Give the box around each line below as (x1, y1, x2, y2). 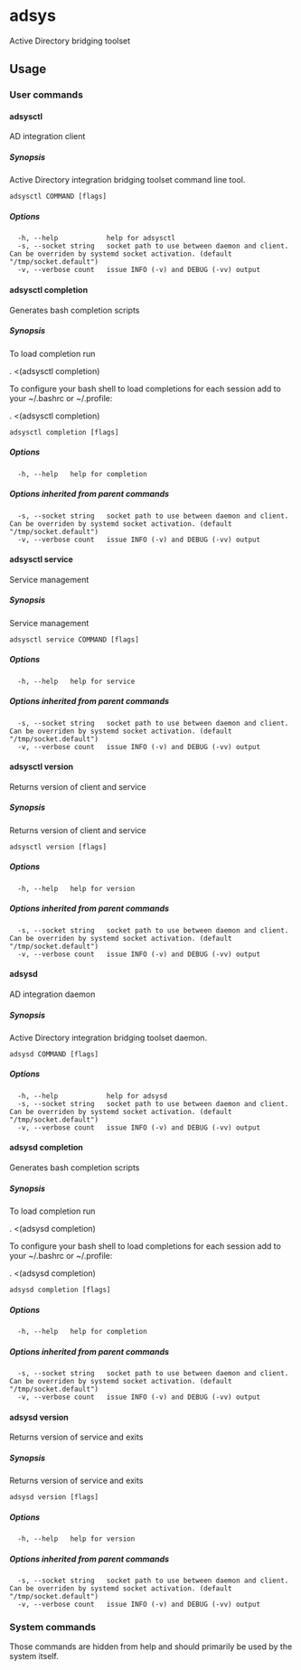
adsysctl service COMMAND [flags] (9, 634, 140, 644)
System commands (9, 1621, 97, 1633)
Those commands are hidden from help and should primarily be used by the (9, 1641, 293, 1652)
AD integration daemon (9, 989, 96, 999)
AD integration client (9, 131, 86, 142)
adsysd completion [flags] (9, 1285, 111, 1295)
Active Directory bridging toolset (9, 35, 131, 46)
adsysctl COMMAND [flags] (9, 192, 107, 202)
